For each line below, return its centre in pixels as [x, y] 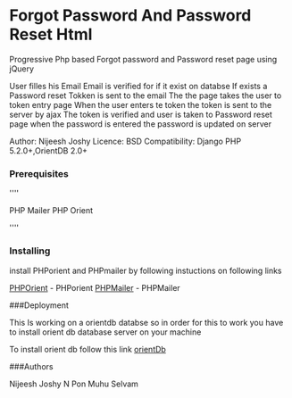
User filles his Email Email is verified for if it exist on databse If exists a [138, 86]
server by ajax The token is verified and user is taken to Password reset [141, 114]
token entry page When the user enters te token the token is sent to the [141, 104]
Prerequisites [39, 173]
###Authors [31, 366]
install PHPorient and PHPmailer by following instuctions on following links [146, 270]
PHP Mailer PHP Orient [51, 211]
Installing [30, 251]
